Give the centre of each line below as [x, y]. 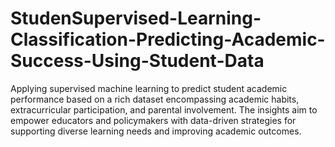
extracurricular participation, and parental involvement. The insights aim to [164, 109]
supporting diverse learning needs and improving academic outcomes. [156, 131]
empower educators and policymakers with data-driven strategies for [153, 120]
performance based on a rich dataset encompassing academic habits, [155, 99]
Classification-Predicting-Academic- [168, 39]
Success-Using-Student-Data [137, 61]
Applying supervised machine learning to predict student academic [149, 88]
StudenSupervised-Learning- [136, 18]
